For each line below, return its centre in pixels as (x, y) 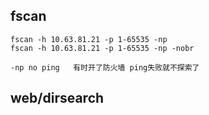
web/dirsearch (57, 98)
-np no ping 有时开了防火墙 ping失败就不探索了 (105, 67)
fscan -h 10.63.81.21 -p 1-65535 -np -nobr (102, 48)
